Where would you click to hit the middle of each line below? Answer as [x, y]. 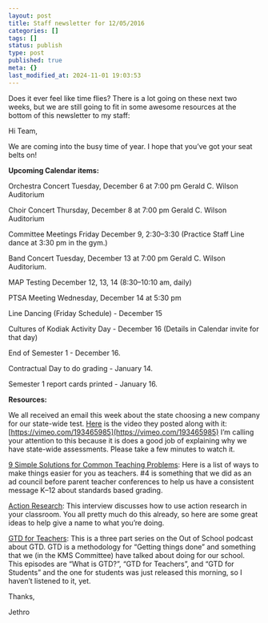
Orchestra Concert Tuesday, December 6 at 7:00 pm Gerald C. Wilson [123, 186]
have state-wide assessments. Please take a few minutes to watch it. [122, 449]
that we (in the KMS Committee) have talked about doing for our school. [127, 555]
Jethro [19, 612]
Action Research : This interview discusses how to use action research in [128, 505]
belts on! [23, 155]
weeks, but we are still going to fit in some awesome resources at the [122, 107]
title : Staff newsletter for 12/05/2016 [77, 23]
